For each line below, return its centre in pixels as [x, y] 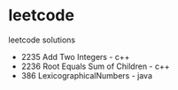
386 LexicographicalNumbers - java [86, 75]
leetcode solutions [42, 40]
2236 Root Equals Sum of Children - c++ [95, 66]
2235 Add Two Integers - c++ [75, 56]
